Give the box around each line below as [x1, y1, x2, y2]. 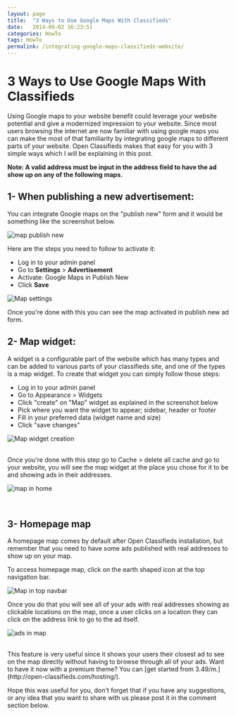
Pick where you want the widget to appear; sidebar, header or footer [17, 405, 216, 414]
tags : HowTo [7, 37, 42, 44]
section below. [7, 701, 49, 709]
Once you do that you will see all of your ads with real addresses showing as [7, 600, 230, 609]
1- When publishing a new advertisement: [7, 191, 194, 203]
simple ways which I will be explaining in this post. [7, 149, 153, 157]
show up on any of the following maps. [7, 170, 123, 178]
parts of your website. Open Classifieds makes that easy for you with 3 [7, 142, 213, 150]
